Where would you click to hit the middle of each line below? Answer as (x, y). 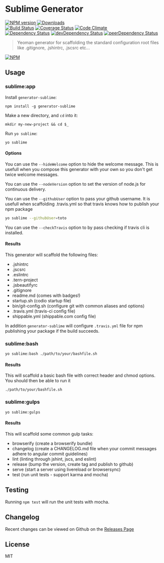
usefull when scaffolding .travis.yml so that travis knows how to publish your (82, 204)
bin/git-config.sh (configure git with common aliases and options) (78, 306)
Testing (17, 490)
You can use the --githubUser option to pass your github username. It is (78, 198)
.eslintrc (20, 274)
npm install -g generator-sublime (40, 106)
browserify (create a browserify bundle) (52, 443)
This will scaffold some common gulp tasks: (49, 434)
